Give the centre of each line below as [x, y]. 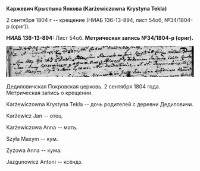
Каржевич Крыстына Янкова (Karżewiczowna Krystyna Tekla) [87, 9]
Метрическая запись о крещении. [49, 93]
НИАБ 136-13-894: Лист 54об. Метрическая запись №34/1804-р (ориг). [100, 38]
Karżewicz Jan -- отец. [35, 116]
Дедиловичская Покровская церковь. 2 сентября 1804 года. [83, 87]
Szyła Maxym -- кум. [32, 139]
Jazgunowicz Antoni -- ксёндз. [45, 162]
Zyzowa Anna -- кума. [34, 150]
